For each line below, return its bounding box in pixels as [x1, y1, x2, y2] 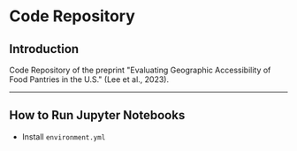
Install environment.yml [21, 131, 106, 142]
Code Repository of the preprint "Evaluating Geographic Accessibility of [9, 64, 271, 75]
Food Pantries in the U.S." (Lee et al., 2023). [9, 74, 170, 85]
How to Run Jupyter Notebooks [9, 108, 186, 123]
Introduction [9, 42, 80, 57]
